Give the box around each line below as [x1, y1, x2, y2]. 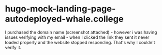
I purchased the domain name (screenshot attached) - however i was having [5, 29, 157, 35]
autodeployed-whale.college [5, 13, 124, 24]
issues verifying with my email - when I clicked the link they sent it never [5, 34, 149, 40]
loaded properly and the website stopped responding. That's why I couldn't [5, 39, 156, 45]
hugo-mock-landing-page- [5, 3, 116, 14]
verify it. [5, 44, 22, 50]
